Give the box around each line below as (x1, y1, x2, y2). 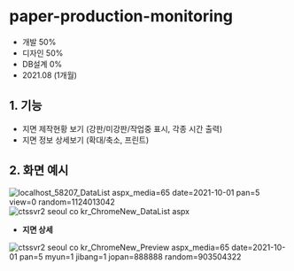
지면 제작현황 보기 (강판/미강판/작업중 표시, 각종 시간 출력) (21, 123, 223, 134)
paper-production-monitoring (9, 6, 233, 27)
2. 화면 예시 (9, 163, 69, 178)
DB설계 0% (21, 58, 63, 69)
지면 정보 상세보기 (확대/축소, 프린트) (21, 135, 150, 145)
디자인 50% (21, 47, 64, 58)
